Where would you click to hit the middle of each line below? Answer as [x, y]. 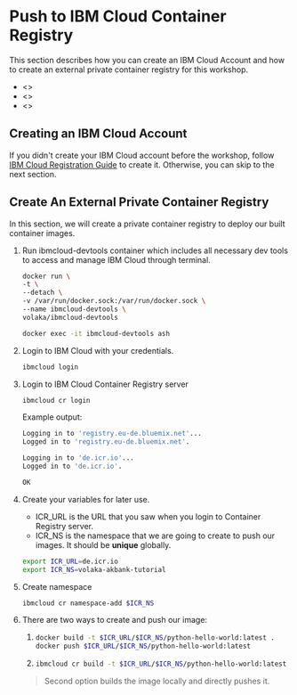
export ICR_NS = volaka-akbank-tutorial [94, 569]
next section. [33, 174]
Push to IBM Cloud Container [118, 16]
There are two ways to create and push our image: [114, 620]
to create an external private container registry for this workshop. [129, 69]
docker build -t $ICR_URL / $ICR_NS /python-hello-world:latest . [155, 638]
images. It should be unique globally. [103, 544]
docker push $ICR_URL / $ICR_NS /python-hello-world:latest [143, 646]
